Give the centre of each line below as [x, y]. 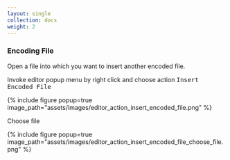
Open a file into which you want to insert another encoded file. [96, 66]
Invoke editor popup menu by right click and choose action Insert [103, 79]
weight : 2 [21, 26]
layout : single [29, 14]
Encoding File [30, 51]
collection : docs [32, 20]
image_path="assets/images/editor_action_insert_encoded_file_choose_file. [115, 142]
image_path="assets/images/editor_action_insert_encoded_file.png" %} [110, 107]
